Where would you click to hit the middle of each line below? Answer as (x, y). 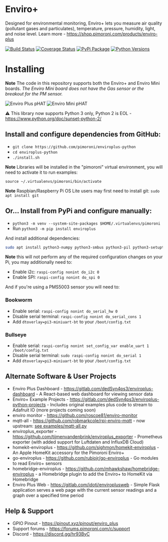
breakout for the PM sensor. (34, 93)
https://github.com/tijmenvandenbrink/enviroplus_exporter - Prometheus (87, 437)
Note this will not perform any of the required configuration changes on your (84, 257)
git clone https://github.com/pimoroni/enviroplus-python (74, 147)
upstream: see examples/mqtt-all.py (49, 426)
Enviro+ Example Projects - (40, 399)
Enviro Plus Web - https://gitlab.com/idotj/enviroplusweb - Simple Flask (86, 484)
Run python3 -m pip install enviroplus (54, 228)
